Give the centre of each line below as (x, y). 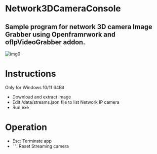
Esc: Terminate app (32, 141)
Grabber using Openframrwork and (60, 34)
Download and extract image (41, 97)
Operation (26, 127)
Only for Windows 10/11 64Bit (35, 87)
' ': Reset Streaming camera (40, 146)
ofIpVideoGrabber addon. (45, 42)
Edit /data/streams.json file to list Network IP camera (66, 102)
